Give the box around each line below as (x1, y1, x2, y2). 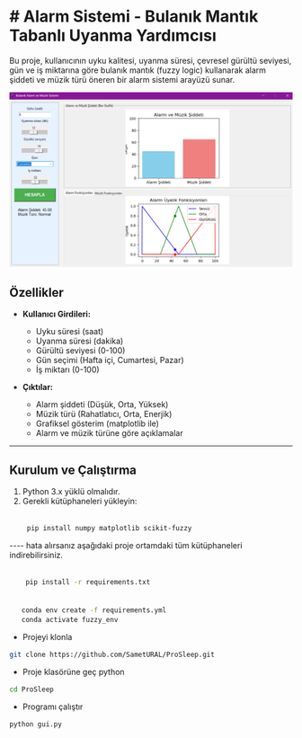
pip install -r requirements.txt (25, 577, 151, 586)
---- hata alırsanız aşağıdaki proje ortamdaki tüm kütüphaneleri (9, 539, 243, 550)
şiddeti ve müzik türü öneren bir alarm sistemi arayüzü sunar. (9, 74, 235, 84)
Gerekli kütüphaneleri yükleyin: (22, 496, 138, 507)
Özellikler (9, 285, 65, 300)
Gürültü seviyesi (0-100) (35, 345, 126, 356)
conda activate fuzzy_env (21, 616, 119, 625)
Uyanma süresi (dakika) (35, 335, 124, 347)
